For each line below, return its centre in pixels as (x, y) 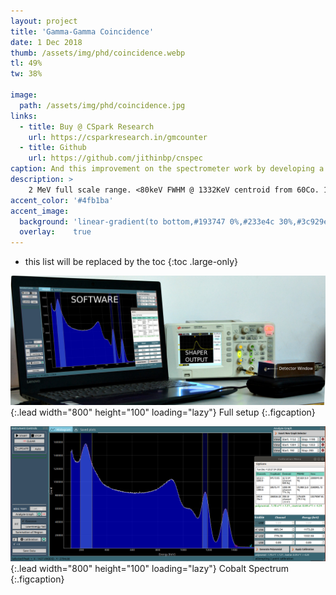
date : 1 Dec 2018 (46, 42)
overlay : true (55, 232)
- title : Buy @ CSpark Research (87, 126)
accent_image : (40, 211)
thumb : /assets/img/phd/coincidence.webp (98, 53)
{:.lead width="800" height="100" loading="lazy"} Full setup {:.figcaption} (163, 412)
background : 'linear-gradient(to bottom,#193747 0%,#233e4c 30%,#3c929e (174, 221)
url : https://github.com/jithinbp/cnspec (115, 158)
